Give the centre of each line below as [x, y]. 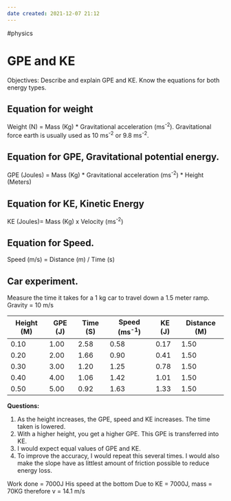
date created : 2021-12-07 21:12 [53, 13]
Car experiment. [43, 281]
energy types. [27, 88]
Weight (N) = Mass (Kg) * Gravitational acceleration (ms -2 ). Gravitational [109, 126]
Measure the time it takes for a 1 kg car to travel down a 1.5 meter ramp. [108, 298]
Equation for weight [50, 109]
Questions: [23, 406]
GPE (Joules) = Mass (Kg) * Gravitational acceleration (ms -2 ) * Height [106, 174]
